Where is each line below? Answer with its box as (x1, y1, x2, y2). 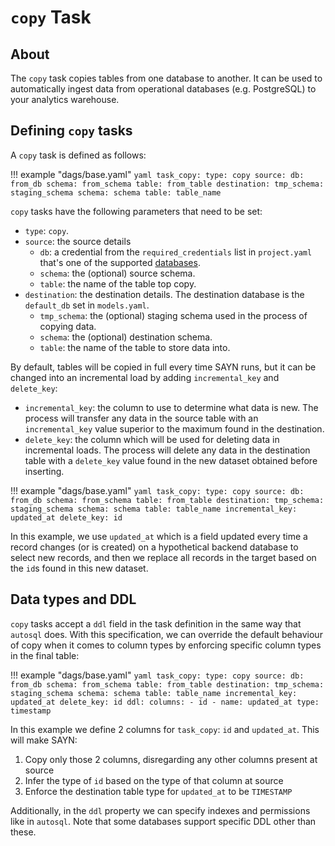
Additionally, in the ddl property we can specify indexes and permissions (10, 804, 311, 816)
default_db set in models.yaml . (24, 299, 150, 311)
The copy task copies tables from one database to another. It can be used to (10, 72, 323, 84)
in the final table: (10, 649, 80, 661)
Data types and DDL (10, 591, 137, 608)
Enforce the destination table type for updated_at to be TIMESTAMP (24, 785, 293, 797)
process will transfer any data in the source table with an (24, 412, 259, 424)
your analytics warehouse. (10, 94, 120, 105)
